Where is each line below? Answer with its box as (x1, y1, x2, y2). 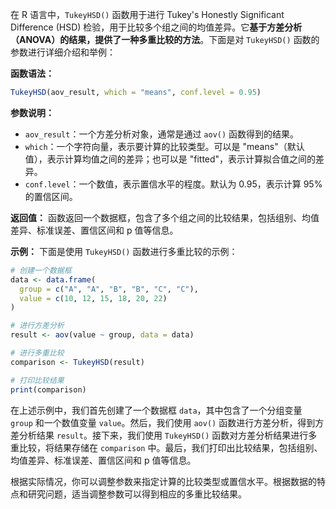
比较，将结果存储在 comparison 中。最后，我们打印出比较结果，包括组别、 (18, 441, 323, 453)
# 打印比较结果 (10, 375, 65, 385)
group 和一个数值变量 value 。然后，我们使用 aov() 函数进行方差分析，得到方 (10, 416, 325, 428)
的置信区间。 (24, 190, 78, 202)
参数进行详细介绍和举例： (10, 46, 116, 58)
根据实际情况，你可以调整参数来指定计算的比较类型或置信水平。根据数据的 (10, 475, 317, 487)
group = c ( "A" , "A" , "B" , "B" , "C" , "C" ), (19, 284, 199, 294)
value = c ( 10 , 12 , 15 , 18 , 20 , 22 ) (19, 293, 168, 303)
